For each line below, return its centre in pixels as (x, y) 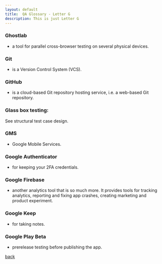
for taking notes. (28, 224)
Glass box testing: (27, 110)
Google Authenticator (31, 157)
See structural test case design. (37, 121)
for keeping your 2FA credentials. (45, 167)
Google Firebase (25, 180)
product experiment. (32, 201)
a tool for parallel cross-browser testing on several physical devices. (80, 46)
